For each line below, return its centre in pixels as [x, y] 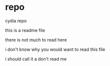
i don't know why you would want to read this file [55, 49]
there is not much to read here [36, 40]
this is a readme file [25, 30]
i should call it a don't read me [36, 59]
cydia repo [16, 21]
